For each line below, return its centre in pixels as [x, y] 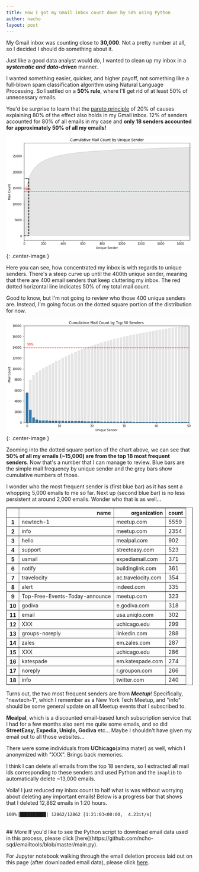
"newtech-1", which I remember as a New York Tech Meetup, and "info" [94, 700]
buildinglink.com [137, 568]
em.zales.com [133, 642]
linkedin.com [132, 633]
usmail [30, 559]
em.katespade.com [140, 661]
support [31, 550]
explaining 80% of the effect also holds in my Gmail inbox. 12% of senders [97, 115]
